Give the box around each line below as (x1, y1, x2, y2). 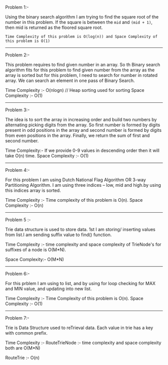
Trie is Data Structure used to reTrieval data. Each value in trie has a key (5, 325, 153, 331)
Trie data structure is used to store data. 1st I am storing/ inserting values (5, 227, 156, 232)
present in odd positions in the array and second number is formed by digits (5, 127, 161, 133)
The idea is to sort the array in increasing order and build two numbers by (5, 117, 157, 122)
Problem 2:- (5, 52, 30, 58)
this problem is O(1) (5, 38, 50, 43)
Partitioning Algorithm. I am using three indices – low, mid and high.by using (5, 182, 161, 188)
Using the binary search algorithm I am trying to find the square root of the (5, 14, 159, 19)
